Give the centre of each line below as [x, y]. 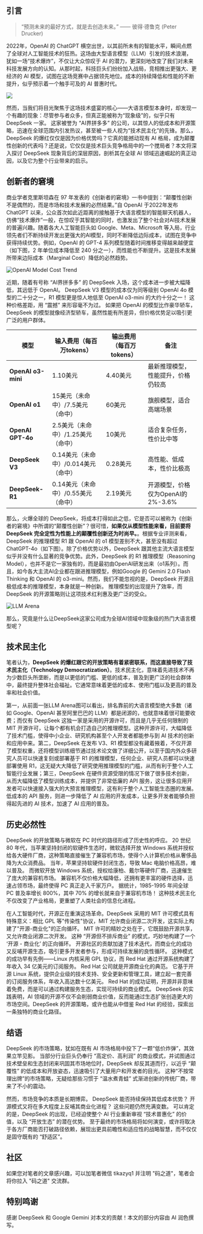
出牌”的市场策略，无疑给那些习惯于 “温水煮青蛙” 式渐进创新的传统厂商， [101, 1079]
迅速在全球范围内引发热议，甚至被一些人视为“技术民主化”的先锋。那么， [106, 130]
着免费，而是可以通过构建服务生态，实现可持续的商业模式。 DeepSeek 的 [97, 989]
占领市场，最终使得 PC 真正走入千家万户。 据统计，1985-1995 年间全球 [100, 886]
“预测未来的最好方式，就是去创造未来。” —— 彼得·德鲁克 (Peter [99, 27]
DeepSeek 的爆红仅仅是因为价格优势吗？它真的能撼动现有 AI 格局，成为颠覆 [101, 138]
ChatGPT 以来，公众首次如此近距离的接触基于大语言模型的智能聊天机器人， [100, 212]
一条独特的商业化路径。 [35, 1012]
